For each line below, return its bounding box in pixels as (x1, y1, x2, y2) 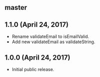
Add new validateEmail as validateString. (11, 39, 96, 45)
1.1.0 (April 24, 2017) (4, 20, 69, 29)
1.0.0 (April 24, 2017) (4, 53, 71, 62)
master (4, 3, 27, 12)
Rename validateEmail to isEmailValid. (11, 34, 90, 40)
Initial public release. (11, 67, 54, 73)
